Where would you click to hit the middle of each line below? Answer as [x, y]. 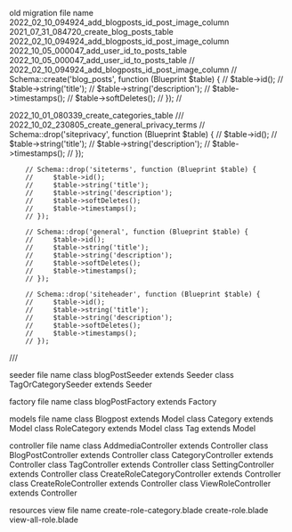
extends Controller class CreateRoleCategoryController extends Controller [146, 474]
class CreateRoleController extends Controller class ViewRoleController [140, 483]
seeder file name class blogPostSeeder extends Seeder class [122, 375]
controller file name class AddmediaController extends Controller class [139, 446]
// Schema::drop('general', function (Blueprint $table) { [137, 232]
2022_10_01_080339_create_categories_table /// [97, 115]
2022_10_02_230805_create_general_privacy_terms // [107, 125]
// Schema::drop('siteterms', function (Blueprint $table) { [141, 169]
